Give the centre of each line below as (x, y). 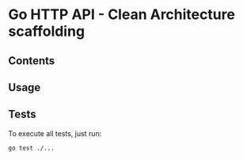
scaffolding (47, 31)
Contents (32, 61)
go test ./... (32, 148)
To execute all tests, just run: (55, 133)
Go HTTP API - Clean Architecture (122, 15)
